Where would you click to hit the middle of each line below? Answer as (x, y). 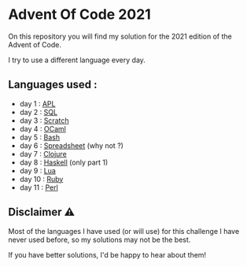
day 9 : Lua (38, 170)
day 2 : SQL (38, 112)
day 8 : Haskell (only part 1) (64, 162)
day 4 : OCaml (43, 128)
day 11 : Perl (39, 187)
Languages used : (53, 85)
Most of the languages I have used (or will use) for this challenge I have (124, 231)
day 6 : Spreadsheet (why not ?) (72, 145)
